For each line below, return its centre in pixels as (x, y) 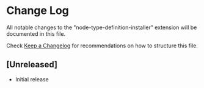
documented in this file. (36, 33)
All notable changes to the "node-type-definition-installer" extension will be (102, 27)
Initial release (32, 79)
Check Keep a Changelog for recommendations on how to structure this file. (102, 46)
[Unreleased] (32, 65)
